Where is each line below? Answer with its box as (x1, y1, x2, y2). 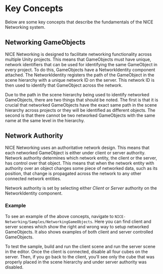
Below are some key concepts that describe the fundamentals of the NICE (5, 19, 153, 25)
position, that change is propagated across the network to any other (5, 170, 142, 176)
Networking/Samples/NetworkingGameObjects (5, 219, 92, 224)
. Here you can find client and (92, 219, 152, 224)
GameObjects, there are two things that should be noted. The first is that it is (5, 97, 159, 103)
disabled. (5, 264, 23, 270)
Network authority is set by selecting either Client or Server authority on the (5, 185, 157, 191)
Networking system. (5, 24, 46, 30)
